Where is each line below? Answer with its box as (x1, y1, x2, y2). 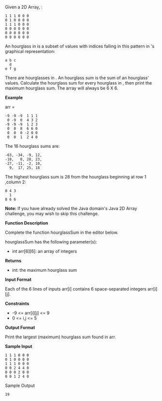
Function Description (5, 220, 48, 226)
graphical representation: (5, 49, 56, 54)
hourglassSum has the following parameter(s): (5, 239, 97, 244)
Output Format (5, 325, 35, 330)
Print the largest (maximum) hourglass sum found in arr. (5, 334, 116, 340)
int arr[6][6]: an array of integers (12, 248, 77, 254)
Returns (5, 258, 22, 263)
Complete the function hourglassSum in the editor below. (5, 229, 118, 235)
